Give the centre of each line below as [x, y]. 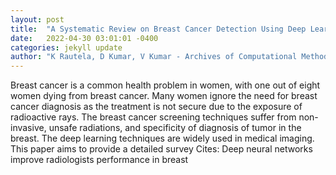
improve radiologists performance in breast [99, 160]
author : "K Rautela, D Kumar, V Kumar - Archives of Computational [154, 57]
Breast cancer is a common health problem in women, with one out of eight [165, 85]
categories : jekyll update [66, 47]
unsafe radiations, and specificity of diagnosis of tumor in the [175, 128]
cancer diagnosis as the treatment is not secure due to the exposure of [156, 107]
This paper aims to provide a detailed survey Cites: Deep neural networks [161, 149]
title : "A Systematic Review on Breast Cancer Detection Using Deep [158, 29]
